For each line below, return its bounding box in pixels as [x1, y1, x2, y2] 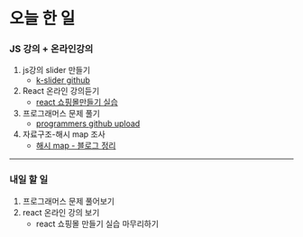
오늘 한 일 [9, 8, 76, 29]
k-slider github [35, 75, 90, 86]
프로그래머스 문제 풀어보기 [22, 196, 115, 206]
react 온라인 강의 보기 [22, 206, 100, 217]
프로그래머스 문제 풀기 [22, 108, 101, 119]
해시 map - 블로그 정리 [35, 141, 116, 151]
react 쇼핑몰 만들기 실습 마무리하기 [35, 218, 160, 229]
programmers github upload [35, 118, 141, 129]
